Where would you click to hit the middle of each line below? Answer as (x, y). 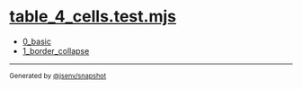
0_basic (37, 41)
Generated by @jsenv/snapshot (58, 76)
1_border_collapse (56, 50)
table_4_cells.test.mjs (93, 17)
